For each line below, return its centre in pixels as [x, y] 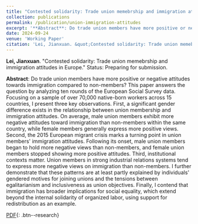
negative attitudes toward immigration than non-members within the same [96, 122]
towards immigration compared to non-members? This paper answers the [96, 85]
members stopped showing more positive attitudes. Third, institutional [91, 153]
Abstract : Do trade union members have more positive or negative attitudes [98, 78]
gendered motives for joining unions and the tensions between [82, 178]
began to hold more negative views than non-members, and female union [95, 147]
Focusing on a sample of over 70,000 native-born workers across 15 [89, 97]
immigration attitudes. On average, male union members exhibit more [90, 116]
